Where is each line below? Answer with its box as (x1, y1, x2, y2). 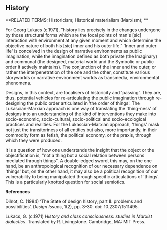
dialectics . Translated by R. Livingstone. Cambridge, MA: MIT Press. (5, 218, 146, 224)
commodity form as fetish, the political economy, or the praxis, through (5, 132, 152, 138)
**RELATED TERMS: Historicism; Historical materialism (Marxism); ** (5, 17, 149, 23)
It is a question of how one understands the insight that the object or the (5, 147, 154, 153)
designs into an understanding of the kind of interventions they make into (5, 111, 156, 117)
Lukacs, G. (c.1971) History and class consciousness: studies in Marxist (5, 213, 153, 219)
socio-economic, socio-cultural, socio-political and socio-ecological (5, 116, 146, 122)
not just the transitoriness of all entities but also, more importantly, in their (5, 127, 157, 133)
